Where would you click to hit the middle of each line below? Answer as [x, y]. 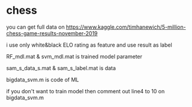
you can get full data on [35, 27]
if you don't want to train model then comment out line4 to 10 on [85, 91]
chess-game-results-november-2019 [52, 33]
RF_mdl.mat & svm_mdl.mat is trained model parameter [74, 56]
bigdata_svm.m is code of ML [43, 80]
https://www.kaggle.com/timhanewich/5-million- [126, 27]
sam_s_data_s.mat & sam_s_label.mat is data [61, 68]
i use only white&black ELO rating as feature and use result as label [89, 45]
